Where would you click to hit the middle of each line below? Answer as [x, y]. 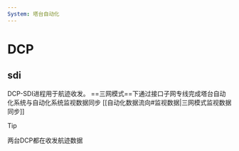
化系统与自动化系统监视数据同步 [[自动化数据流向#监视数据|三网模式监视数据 [119, 102]
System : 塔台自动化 [33, 14]
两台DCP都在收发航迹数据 [45, 140]
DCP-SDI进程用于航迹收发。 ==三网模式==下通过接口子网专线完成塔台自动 [117, 93]
